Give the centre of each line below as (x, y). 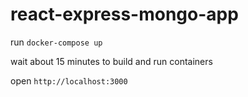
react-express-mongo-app (124, 14)
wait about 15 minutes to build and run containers (111, 61)
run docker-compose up (56, 42)
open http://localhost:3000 (69, 80)
